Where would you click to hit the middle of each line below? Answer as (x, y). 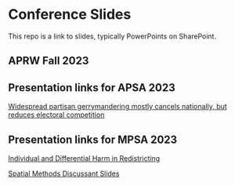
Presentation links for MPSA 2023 (93, 139)
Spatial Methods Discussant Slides (64, 173)
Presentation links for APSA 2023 (92, 88)
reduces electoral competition (56, 115)
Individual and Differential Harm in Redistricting (84, 158)
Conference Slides (70, 15)
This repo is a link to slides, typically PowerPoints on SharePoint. (112, 36)
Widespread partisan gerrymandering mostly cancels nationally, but (117, 107)
